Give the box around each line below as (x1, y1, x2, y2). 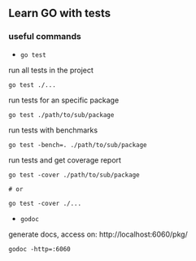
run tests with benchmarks (8, 125, 98, 135)
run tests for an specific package (8, 95, 120, 105)
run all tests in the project (8, 65, 94, 75)
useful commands (8, 31, 81, 42)
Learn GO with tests (8, 7, 111, 20)
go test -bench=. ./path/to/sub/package (8, 141, 148, 149)
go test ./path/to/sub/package (8, 111, 115, 119)
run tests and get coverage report (8, 154, 122, 165)
